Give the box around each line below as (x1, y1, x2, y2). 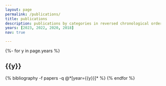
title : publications (5, 16, 48, 21)
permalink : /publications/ (5, 12, 61, 17)
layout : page (5, 7, 32, 12)
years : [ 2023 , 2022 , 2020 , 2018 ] (5, 26, 74, 30)
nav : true (5, 30, 26, 35)
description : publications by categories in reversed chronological (5, 21, 149, 26)
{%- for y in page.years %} (5, 48, 60, 54)
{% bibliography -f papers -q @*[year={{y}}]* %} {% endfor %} (5, 75, 135, 81)
